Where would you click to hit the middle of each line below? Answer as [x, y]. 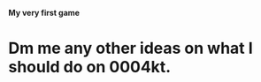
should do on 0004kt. [90, 67]
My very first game [44, 13]
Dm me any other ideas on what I [130, 48]
